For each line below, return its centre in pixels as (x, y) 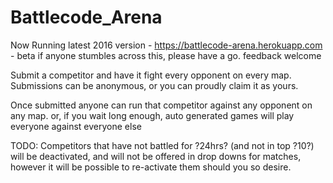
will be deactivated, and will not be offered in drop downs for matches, (156, 156)
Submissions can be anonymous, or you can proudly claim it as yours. (154, 85)
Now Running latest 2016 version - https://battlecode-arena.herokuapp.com (166, 45)
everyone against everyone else (76, 126)
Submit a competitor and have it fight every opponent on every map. (151, 75)
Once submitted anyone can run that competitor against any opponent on (161, 105)
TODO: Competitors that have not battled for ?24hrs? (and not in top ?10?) (162, 145)
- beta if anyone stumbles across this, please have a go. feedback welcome (166, 55)
